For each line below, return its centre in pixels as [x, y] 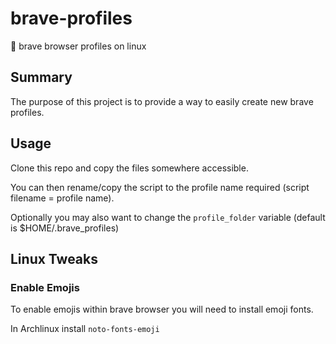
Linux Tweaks [54, 258]
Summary [41, 77]
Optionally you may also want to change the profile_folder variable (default [168, 217]
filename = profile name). [62, 198]
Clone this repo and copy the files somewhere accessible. [129, 168]
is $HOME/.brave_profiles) [65, 228]
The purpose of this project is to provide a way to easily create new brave [162, 101]
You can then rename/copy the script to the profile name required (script [160, 187]
